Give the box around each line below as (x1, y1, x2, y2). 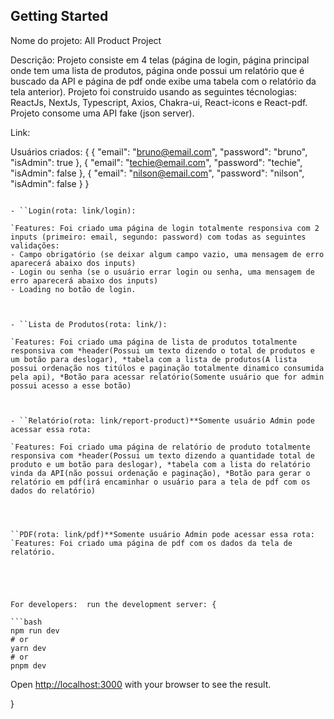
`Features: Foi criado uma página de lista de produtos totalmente (10, 337, 298, 347)
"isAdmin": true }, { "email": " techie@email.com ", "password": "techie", (10, 156, 303, 168)
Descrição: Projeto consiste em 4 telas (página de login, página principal (10, 54, 310, 66)
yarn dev (10, 643, 47, 653)
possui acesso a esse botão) (10, 380, 132, 391)
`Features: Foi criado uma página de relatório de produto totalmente (10, 442, 311, 452)
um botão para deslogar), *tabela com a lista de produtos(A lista (10, 354, 298, 364)
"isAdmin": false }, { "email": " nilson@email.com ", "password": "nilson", (10, 167, 305, 179)
